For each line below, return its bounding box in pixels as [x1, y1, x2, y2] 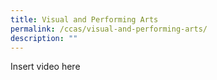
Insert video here [10, 61, 81, 73]
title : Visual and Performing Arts [10, 14, 159, 25]
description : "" [10, 33, 78, 43]
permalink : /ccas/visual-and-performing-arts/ [10, 24, 208, 34]
